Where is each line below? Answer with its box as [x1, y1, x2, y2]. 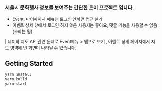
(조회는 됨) [12, 28, 33, 35]
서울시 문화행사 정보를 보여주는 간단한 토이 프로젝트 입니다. [5, 4, 134, 11]
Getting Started [5, 59, 53, 68]
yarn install [5, 72, 32, 77]
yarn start [5, 81, 27, 86]
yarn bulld [5, 76, 27, 81]
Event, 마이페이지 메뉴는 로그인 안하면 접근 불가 [12, 16, 103, 22]
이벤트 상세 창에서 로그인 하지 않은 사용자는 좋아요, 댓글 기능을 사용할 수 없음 [12, 22, 158, 28]
